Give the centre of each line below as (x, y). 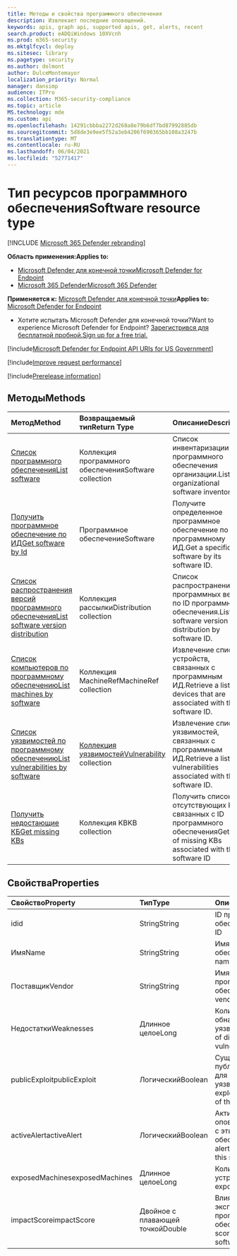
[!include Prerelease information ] (54, 376)
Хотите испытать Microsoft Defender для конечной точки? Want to (115, 320)
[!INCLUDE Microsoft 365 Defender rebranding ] (77, 243)
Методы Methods (47, 399)
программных (197, 594)
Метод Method (36, 422)
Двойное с (158, 1212)
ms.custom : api (30, 119)
